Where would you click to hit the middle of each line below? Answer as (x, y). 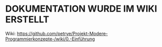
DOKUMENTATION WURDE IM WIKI (81, 9)
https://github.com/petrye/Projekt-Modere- (63, 33)
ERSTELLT (27, 19)
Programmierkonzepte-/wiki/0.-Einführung (50, 39)
